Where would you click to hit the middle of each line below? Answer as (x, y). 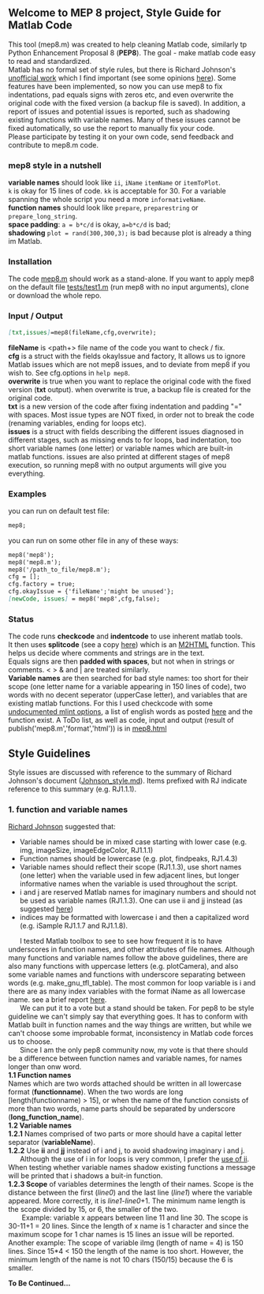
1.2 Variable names (40, 1126)
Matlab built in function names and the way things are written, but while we (130, 1025)
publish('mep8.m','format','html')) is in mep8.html (87, 728)
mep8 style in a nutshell (55, 165)
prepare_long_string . (43, 216)
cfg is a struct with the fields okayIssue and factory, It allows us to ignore (127, 356)
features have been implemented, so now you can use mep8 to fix (115, 86)
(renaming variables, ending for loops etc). (77, 423)
